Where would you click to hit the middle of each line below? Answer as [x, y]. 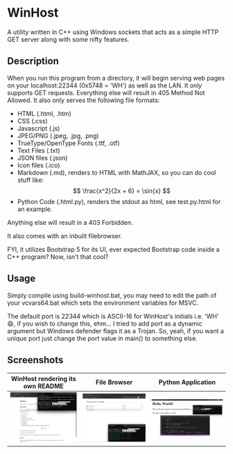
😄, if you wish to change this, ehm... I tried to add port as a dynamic [105, 323]
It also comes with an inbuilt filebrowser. [65, 236]
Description [33, 61]
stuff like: [31, 180]
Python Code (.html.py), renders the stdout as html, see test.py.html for [119, 201]
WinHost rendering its [43, 378]
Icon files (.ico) [38, 165]
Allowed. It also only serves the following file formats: [84, 100]
